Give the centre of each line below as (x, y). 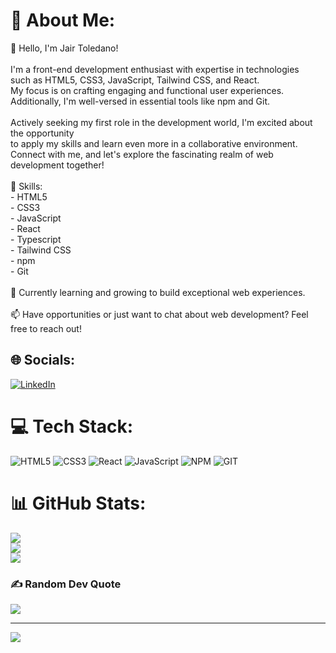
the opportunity (42, 133)
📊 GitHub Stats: (78, 503)
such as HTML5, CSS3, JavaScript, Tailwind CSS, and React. (135, 80)
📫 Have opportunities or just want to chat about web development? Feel (159, 314)
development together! (57, 165)
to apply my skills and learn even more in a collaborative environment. (154, 143)
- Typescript (36, 239)
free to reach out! (46, 328)
